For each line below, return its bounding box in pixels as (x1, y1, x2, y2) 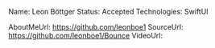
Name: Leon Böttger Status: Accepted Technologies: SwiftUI (8, 7, 209, 16)
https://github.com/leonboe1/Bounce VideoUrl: (8, 31, 163, 40)
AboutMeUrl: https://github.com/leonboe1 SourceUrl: (8, 22, 184, 31)
